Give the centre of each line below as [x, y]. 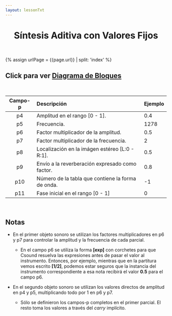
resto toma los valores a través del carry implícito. [73, 308]
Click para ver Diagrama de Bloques [63, 76]
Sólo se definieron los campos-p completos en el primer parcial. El [91, 303]
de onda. [47, 185]
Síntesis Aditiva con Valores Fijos [86, 35]
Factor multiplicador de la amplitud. [79, 132]
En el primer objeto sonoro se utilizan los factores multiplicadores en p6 [89, 234]
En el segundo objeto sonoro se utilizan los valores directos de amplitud [89, 287]
